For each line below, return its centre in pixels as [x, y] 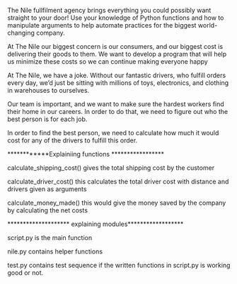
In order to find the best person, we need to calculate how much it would [113, 133]
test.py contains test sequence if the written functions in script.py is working [119, 265]
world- [208, 25]
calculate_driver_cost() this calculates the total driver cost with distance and [118, 181]
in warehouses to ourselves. [48, 90]
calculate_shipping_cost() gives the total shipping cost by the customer [111, 168]
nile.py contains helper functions [55, 251]
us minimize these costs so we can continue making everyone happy [108, 62]
